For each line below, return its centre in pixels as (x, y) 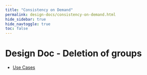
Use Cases (24, 67)
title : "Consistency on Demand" (39, 10)
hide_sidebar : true (26, 19)
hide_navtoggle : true (28, 24)
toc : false (17, 29)
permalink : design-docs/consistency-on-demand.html (60, 15)
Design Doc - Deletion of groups (73, 54)
